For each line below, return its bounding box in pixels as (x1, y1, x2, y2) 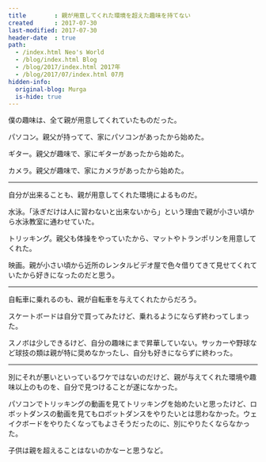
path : (8, 41, 26, 49)
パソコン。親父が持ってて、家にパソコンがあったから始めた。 (8, 132, 208, 142)
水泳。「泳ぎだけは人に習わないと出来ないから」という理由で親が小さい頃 (8, 207, 248, 216)
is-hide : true (15, 93, 62, 101)
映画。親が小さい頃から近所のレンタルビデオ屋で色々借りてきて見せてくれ (8, 261, 251, 270)
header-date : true (8, 33, 77, 42)
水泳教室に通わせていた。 (14, 217, 99, 227)
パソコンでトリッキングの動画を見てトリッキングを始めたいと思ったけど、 (8, 399, 251, 409)
